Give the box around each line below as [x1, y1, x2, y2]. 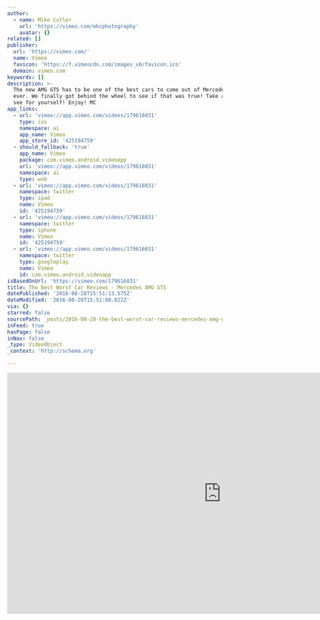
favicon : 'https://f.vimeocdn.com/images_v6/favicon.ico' [13, 61, 183, 68]
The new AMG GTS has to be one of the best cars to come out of [13, 86, 200, 93]
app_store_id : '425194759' [19, 138, 96, 145]
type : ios [19, 118, 48, 125]
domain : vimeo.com [13, 67, 66, 74]
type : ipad [19, 195, 51, 202]
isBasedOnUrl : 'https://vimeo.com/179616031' [7, 277, 139, 284]
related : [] [7, 36, 41, 42]
